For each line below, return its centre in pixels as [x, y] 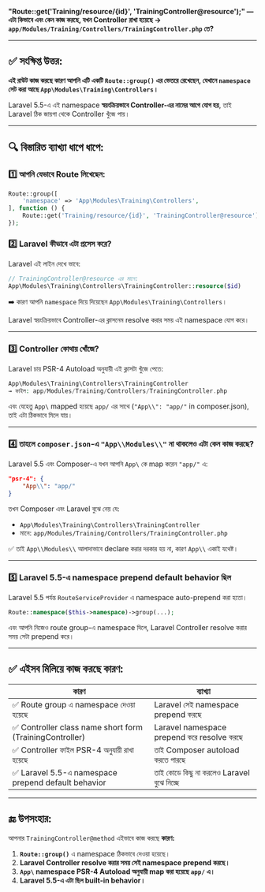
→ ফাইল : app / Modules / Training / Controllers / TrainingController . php [118, 391]
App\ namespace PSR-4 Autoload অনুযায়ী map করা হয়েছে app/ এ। [117, 871]
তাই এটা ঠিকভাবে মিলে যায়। [41, 415]
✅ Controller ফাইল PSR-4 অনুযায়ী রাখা [73, 750]
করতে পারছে [170, 760]
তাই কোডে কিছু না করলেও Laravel [202, 772]
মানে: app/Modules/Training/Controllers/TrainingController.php [123, 532]
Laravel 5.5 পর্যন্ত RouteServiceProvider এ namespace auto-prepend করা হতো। [128, 598]
